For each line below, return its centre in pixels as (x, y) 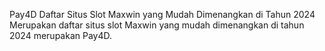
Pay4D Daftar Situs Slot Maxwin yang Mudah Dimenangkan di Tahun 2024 (162, 14)
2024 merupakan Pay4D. (61, 35)
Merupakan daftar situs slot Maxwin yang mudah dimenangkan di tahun (157, 25)
